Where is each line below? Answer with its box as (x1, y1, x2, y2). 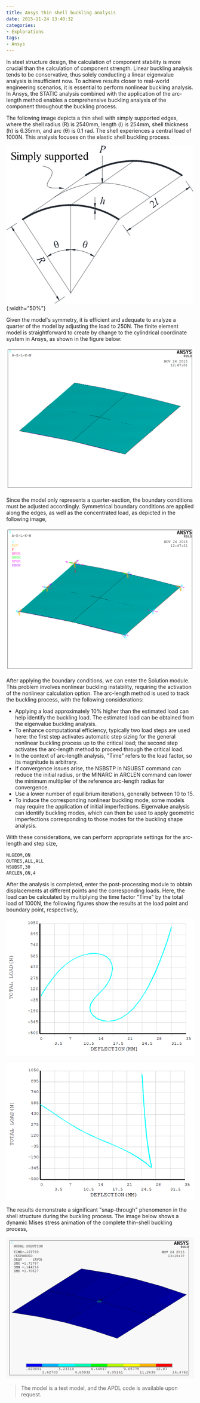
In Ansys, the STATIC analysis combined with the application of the (6, 90, 171, 97)
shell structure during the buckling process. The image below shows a (6, 1212, 179, 1219)
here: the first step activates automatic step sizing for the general (14, 733, 176, 740)
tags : (6, 35, 20, 41)
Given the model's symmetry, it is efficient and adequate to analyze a (6, 316, 176, 323)
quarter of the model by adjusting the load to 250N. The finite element (6, 323, 179, 330)
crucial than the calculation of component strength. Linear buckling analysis (6, 65, 193, 72)
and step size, (23, 840, 58, 847)
